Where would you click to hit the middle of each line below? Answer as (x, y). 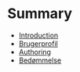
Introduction (38, 35)
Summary (40, 14)
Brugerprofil (38, 43)
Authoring (35, 52)
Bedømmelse (40, 60)
